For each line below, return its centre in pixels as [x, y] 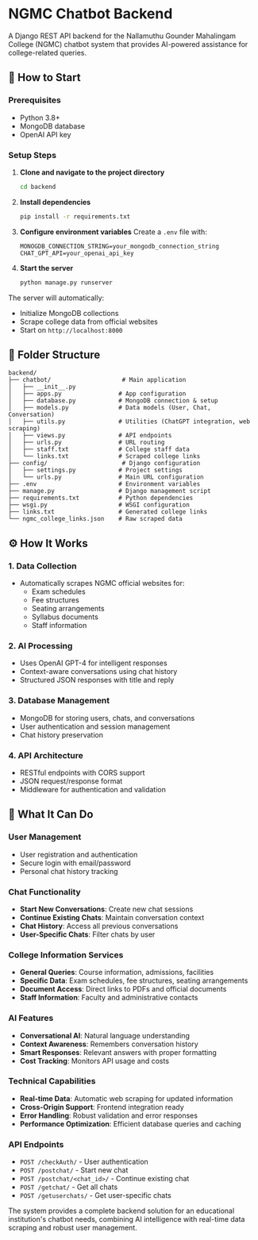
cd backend [38, 187]
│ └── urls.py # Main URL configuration [106, 477]
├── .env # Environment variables [104, 484]
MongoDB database [52, 126]
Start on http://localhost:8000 [71, 329]
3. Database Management [59, 701]
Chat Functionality [44, 891]
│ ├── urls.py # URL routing [87, 443]
